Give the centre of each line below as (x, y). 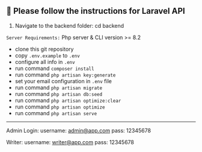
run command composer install (54, 68)
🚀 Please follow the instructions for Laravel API (96, 11)
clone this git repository (44, 49)
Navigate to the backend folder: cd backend (69, 25)
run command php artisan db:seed (59, 93)
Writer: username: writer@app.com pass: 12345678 (70, 142)
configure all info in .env (45, 62)
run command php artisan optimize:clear (68, 100)
